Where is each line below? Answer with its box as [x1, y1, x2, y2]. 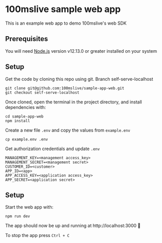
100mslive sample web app [5, 4, 121, 15]
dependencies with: [5, 104, 46, 110]
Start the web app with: [5, 204, 54, 210]
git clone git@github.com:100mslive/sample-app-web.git [5, 85, 124, 91]
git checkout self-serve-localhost [5, 90, 80, 95]
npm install [5, 118, 30, 124]
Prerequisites [5, 35, 48, 43]
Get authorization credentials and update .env [5, 146, 100, 152]
